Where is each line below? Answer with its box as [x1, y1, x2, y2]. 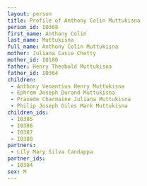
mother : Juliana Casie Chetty [7, 50, 97, 57]
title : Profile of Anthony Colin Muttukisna [7, 17, 141, 24]
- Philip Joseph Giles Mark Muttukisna [10, 103, 129, 110]
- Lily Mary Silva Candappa [10, 149, 93, 156]
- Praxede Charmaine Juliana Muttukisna [10, 96, 131, 103]
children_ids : [7, 109, 49, 116]
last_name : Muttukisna [7, 37, 74, 44]
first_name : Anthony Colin [7, 30, 87, 37]
